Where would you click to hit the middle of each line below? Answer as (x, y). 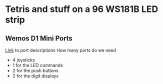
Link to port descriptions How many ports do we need (60, 50)
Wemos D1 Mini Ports (39, 38)
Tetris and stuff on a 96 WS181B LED (82, 9)
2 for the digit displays (35, 76)
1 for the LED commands (38, 65)
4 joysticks (23, 60)
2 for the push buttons (35, 70)
